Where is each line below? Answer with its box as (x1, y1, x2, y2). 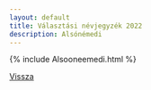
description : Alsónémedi (9, 29, 102, 38)
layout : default (9, 12, 70, 22)
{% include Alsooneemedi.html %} (9, 54, 138, 65)
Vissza (9, 71, 34, 82)
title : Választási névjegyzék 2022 (9, 21, 143, 30)
